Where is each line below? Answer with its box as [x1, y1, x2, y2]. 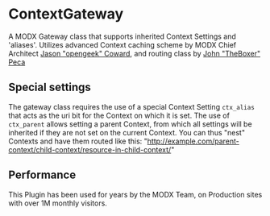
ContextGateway [8, 5, 124, 23]
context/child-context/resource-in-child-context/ [8, 144, 172, 154]
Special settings [8, 81, 91, 94]
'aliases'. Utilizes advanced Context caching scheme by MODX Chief [8, 39, 237, 49]
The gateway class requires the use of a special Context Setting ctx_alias [8, 102, 255, 111]
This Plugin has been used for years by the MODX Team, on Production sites [8, 189, 263, 199]
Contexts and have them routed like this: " [8, 136, 147, 146]
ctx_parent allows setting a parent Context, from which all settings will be [8, 118, 252, 129]
